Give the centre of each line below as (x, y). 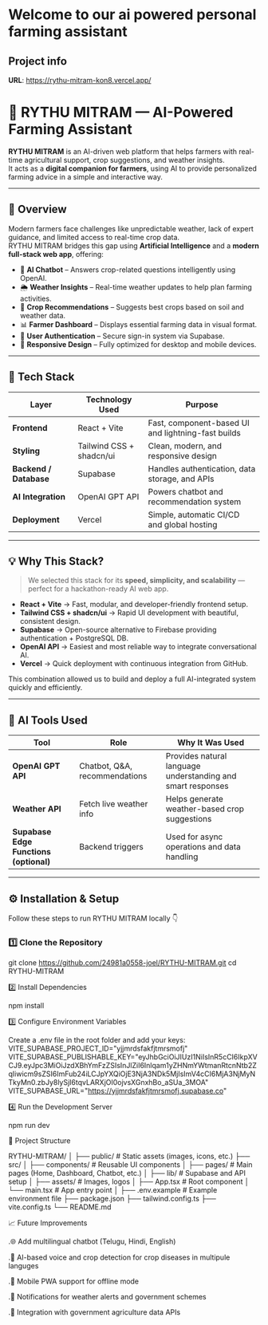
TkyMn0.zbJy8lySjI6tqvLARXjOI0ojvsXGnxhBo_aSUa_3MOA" (108, 1082)
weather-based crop (205, 809)
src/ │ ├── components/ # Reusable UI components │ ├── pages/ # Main (130, 1165)
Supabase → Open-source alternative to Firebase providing (118, 630)
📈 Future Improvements (48, 1223)
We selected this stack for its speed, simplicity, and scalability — (136, 581)
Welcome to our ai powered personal (132, 15)
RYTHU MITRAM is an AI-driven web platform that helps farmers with (123, 151)
